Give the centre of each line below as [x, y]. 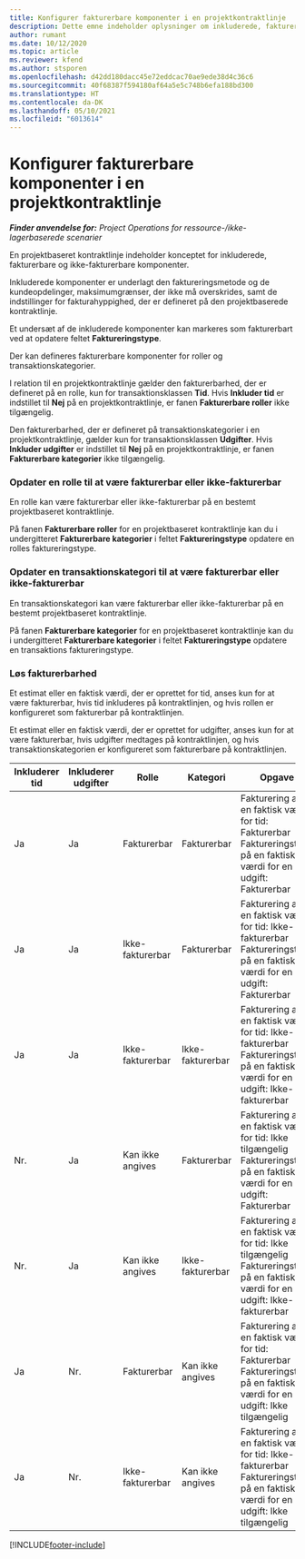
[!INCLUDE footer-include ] [58, 1544]
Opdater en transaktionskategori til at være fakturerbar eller [144, 572]
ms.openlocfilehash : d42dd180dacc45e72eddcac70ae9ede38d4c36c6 [132, 77]
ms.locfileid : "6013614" [56, 119]
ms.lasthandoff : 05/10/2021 [63, 111]
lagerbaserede [37, 238]
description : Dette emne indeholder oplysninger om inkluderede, [135, 26]
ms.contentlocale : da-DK [56, 102]
